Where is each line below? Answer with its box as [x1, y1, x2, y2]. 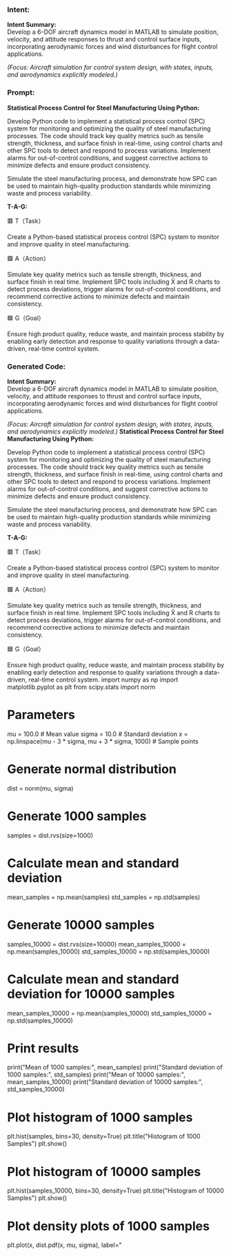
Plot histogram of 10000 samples [7, 1163, 201, 1179]
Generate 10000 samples [7, 917, 155, 933]
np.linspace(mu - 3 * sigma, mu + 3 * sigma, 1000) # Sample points [7, 737, 199, 745]
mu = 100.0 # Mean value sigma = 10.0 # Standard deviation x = [7, 730, 188, 738]
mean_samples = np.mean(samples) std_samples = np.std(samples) [7, 893, 201, 901]
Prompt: [7, 88, 35, 97]
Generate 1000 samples [7, 808, 147, 824]
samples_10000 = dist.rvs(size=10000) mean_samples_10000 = [7, 940, 186, 948]
